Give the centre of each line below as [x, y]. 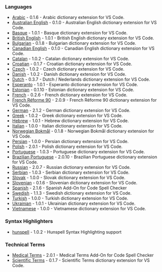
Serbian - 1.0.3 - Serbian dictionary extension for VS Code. [71, 172]
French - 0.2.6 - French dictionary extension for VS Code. [70, 95]
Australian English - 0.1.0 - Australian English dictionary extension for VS [84, 22]
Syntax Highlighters [29, 221]
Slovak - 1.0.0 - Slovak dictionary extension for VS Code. [69, 178]
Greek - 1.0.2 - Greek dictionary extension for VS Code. [67, 116]
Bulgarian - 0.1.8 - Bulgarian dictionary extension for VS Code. [74, 43]
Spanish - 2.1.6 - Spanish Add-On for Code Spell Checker [69, 188]
